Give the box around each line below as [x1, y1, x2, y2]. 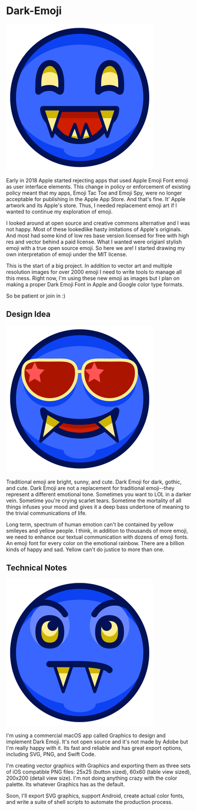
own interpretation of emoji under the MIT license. [6, 251, 128, 258]
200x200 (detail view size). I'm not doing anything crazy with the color [6, 775, 178, 782]
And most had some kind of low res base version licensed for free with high [6, 232, 189, 239]
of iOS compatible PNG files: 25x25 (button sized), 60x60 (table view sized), [6, 768, 192, 775]
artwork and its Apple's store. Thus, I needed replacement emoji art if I [6, 202, 178, 209]
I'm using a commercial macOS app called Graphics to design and [6, 732, 166, 739]
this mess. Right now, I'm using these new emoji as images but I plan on [6, 275, 180, 282]
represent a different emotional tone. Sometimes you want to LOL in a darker [6, 490, 192, 498]
